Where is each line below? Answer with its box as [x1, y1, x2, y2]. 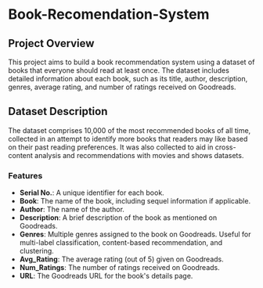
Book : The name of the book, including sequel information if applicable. [19, 196, 251, 206]
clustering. [19, 247, 55, 256]
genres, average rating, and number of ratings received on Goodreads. [8, 82, 236, 92]
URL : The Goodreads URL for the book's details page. [19, 272, 193, 281]
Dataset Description [8, 105, 108, 118]
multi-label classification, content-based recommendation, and [19, 238, 223, 247]
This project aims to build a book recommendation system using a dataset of [8, 57, 255, 67]
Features [8, 170, 43, 181]
